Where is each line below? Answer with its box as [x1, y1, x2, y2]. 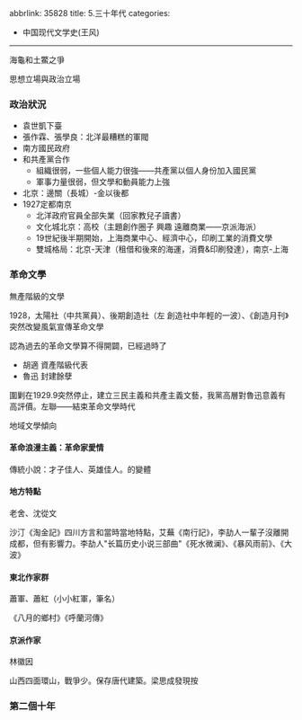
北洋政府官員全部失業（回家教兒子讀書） [35, 210, 186, 221]
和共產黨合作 [22, 154, 70, 164]
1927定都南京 [22, 199, 72, 209]
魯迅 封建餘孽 [22, 370, 73, 381]
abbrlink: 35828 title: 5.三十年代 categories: [9, 8, 171, 18]
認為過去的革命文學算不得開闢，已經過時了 [9, 340, 167, 351]
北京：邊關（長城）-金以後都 [22, 188, 129, 199]
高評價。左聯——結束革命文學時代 [9, 401, 136, 412]
